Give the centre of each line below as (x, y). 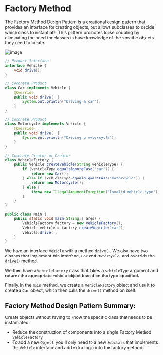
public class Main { (26, 214)
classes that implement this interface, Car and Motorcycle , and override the (80, 256)
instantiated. (18, 323)
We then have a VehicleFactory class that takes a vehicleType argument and (81, 271)
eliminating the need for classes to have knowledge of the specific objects (80, 38)
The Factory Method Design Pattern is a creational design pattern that (75, 22)
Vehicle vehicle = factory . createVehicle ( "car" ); (74, 228)
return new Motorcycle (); (57, 183)
